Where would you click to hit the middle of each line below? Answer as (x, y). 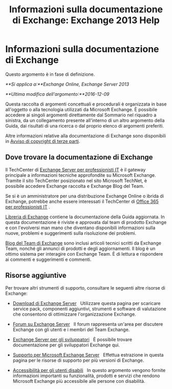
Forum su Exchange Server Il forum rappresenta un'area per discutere (88, 324)
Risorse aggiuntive (36, 275)
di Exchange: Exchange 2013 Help (86, 20)
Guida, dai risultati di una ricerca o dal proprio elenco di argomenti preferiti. (84, 126)
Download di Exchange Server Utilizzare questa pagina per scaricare (87, 303)
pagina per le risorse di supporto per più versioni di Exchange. (78, 360)
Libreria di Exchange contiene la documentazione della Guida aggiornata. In (85, 217)
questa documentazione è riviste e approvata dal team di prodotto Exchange (86, 222)
